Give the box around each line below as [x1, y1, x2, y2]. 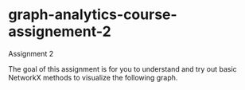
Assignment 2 [8, 49, 54, 58]
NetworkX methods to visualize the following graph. [8, 72, 178, 82]
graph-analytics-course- [8, 6, 177, 24]
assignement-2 [8, 22, 111, 41]
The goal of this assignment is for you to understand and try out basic [8, 64, 237, 73]
